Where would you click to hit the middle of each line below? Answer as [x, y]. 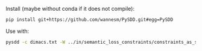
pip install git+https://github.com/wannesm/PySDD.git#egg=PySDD [89, 20]
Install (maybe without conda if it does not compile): [70, 9]
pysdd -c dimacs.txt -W [36, 42]
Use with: [17, 31]
